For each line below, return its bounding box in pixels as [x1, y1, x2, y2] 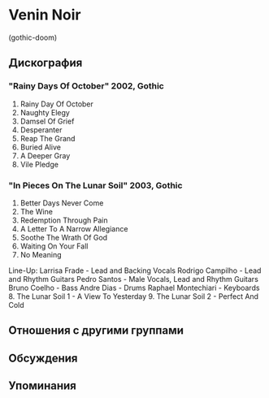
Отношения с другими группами [8, 323, 184, 338]
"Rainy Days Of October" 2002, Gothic [8, 80, 164, 92]
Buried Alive [20, 142, 61, 152]
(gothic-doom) [8, 32, 58, 42]
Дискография [8, 56, 83, 70]
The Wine [20, 206, 53, 216]
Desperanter [20, 124, 63, 135]
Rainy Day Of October [20, 99, 93, 109]
